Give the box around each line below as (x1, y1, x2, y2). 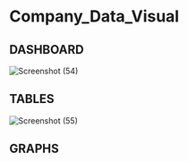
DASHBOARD (9, 42, 84, 57)
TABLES (9, 91, 56, 107)
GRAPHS (9, 141, 60, 157)
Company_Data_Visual (9, 6, 180, 27)
